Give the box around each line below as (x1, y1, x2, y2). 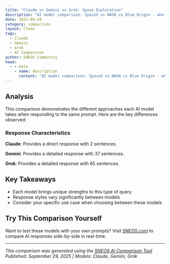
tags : (5, 31, 17, 36)
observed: (5, 116, 27, 122)
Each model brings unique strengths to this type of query (12, 188, 132, 194)
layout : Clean (5, 26, 35, 31)
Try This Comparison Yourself (5, 214, 102, 223)
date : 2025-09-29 (5, 17, 42, 22)
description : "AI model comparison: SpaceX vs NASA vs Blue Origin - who (5, 12, 164, 17)
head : (5, 59, 17, 64)
